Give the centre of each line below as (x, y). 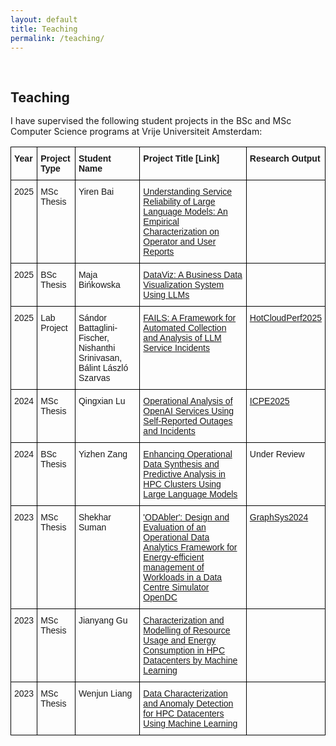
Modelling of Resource (187, 630)
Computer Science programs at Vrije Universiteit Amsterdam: (136, 132)
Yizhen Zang (103, 454)
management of (174, 567)
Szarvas (94, 378)
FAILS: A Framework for (190, 318)
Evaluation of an (175, 527)
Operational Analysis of (188, 401)
